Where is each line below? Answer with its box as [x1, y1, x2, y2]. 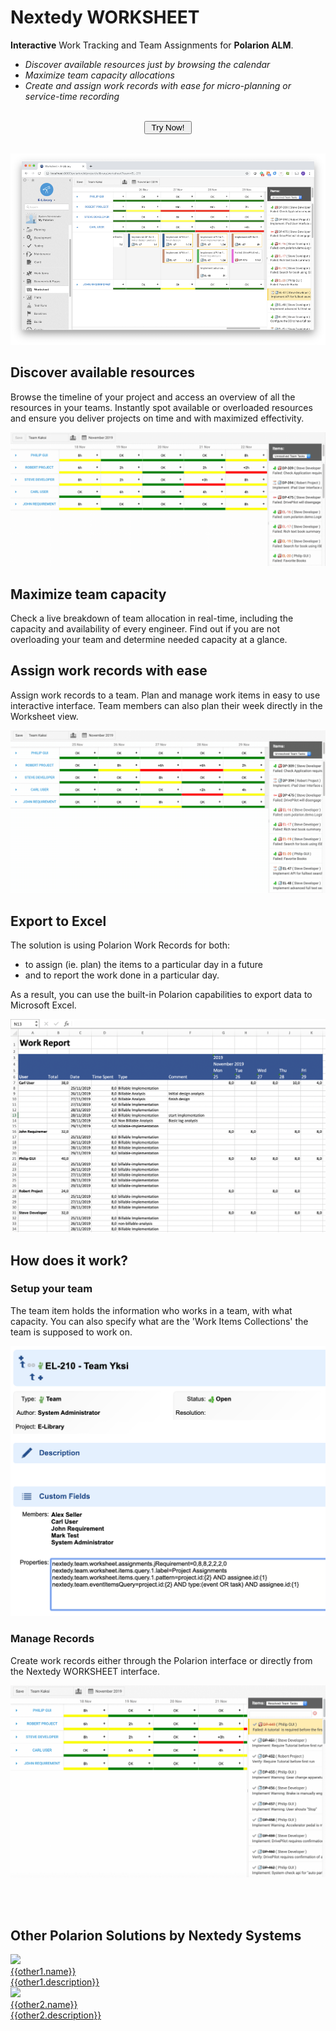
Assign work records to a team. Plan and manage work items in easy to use [10, 689, 321, 701]
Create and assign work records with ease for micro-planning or [24, 79, 292, 91]
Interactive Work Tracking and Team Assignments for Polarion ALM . [10, 39, 294, 51]
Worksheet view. [10, 710, 79, 722]
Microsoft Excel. [10, 999, 77, 1011]
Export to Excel [10, 912, 107, 930]
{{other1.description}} [10, 1976, 100, 1988]
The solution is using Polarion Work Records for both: [10, 939, 231, 951]
